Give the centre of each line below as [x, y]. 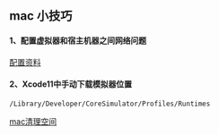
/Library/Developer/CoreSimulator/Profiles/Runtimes [110, 104]
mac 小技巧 [41, 16]
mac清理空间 [33, 121]
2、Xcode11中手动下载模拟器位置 [71, 84]
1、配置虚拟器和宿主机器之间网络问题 [78, 40]
